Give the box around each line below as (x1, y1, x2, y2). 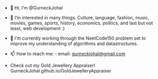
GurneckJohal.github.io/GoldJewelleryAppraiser (10, 68, 112, 73)
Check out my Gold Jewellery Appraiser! (10, 62, 95, 68)
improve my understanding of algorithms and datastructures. (10, 41, 138, 47)
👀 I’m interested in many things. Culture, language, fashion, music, (10, 15, 149, 20)
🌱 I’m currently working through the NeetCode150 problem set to (10, 35, 146, 41)
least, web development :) (10, 25, 65, 31)
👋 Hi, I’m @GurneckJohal (10, 5, 63, 11)
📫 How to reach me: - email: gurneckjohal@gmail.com (10, 51, 126, 57)
